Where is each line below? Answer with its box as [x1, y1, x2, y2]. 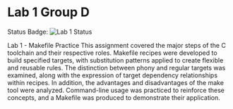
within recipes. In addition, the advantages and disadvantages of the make [7, 78, 225, 86]
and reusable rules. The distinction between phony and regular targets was [7, 63, 226, 72]
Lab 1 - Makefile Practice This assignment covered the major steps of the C [7, 41, 226, 49]
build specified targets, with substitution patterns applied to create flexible [7, 56, 224, 64]
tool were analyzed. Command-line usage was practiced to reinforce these [7, 86, 225, 94]
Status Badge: [7, 27, 49, 36]
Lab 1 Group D [7, 4, 90, 20]
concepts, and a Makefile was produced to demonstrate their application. [7, 93, 221, 102]
